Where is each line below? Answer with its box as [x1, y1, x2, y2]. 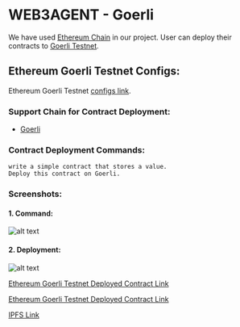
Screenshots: [8, 188, 63, 199]
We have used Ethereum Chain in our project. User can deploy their [8, 32, 232, 42]
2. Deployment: [8, 245, 61, 255]
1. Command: [8, 208, 54, 218]
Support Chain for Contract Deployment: [8, 106, 171, 117]
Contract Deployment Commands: [8, 144, 145, 155]
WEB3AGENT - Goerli [8, 6, 155, 24]
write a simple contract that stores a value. [8, 163, 168, 171]
